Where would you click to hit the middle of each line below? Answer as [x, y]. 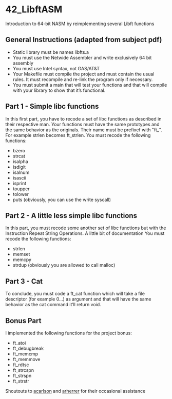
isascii [20, 177]
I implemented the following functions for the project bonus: [69, 333]
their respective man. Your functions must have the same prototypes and [82, 124]
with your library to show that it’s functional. [59, 90]
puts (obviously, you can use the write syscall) [62, 199]
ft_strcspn [23, 370]
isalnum [21, 172]
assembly [23, 63]
